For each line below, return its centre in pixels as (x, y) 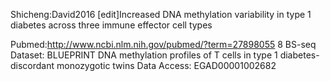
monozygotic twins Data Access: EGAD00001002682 (166, 65)
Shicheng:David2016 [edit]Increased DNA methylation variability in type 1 (161, 14)
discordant (32, 65)
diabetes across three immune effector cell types (111, 25)
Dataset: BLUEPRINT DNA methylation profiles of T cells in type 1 (144, 55)
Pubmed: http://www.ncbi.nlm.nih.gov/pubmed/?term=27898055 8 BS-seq (163, 44)
